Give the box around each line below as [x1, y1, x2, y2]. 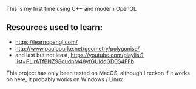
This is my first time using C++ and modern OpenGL [6, 5, 137, 12]
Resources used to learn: [6, 22, 103, 32]
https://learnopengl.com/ [15, 38, 78, 46]
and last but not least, [15, 51, 70, 58]
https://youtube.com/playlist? [70, 51, 144, 58]
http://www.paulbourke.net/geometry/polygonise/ [15, 44, 140, 52]
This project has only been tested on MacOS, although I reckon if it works [6, 69, 190, 76]
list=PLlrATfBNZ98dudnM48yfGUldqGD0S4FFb [15, 57, 135, 65]
